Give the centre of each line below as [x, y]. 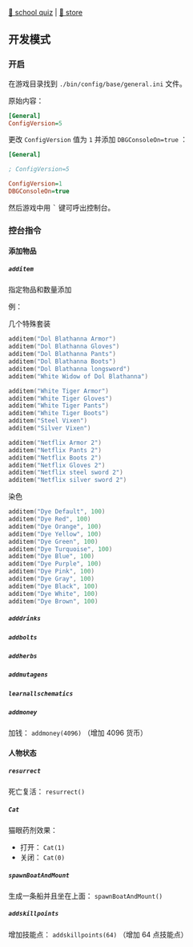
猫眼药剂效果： [33, 830]
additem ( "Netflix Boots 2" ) [55, 458]
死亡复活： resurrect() [47, 791]
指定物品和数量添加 [40, 290]
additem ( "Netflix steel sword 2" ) [66, 473]
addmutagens [28, 675]
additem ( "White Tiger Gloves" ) [60, 398]
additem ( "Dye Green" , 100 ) [53, 541]
